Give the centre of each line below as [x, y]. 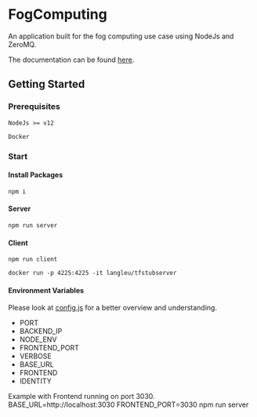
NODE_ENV [38, 339]
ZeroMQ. [22, 44]
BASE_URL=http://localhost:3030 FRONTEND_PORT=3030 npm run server [128, 404]
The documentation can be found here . [71, 60]
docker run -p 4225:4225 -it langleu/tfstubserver [92, 273]
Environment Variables [46, 290]
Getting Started [47, 84]
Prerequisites [34, 107]
